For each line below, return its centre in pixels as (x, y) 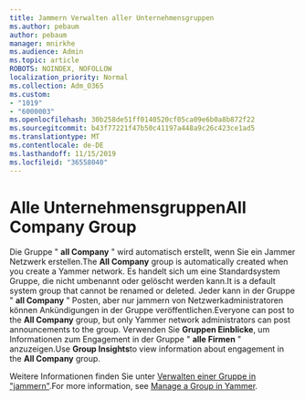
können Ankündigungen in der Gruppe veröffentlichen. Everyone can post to (152, 311)
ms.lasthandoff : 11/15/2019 (63, 153)
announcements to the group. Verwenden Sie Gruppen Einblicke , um (140, 330)
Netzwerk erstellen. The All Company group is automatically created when (149, 262)
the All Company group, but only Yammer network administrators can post (150, 320)
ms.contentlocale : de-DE (57, 145)
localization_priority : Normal (69, 78)
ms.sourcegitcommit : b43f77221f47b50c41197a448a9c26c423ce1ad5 (132, 129)
